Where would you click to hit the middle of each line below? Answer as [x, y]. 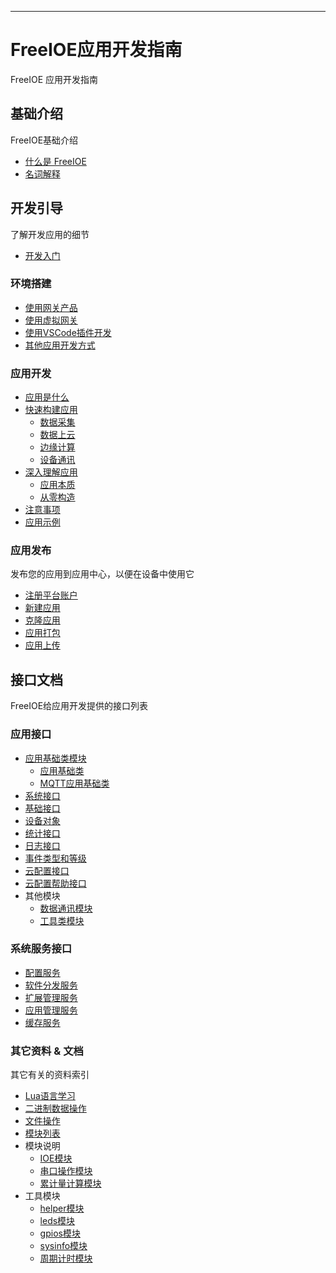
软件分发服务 [51, 985]
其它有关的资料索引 [50, 1075]
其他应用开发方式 [60, 345]
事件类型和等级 [55, 858]
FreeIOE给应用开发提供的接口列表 [79, 706]
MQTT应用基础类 [74, 783]
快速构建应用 [51, 410]
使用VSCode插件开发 [68, 332]
